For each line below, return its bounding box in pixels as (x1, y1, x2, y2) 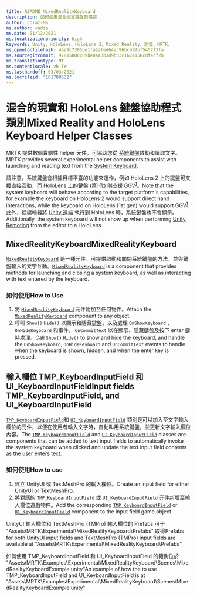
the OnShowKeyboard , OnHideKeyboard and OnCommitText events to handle (14, 341, 186, 348)
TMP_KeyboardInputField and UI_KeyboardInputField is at (6, 572, 145, 579)
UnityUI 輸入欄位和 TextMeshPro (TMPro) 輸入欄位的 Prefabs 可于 (6, 520, 165, 527)
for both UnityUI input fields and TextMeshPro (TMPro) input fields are (6, 534, 176, 541)
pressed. (14, 353, 36, 360)
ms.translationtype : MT (6, 58, 64, 64)
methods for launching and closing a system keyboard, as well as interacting (6, 269, 191, 277)
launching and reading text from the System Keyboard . (6, 162, 138, 170)
